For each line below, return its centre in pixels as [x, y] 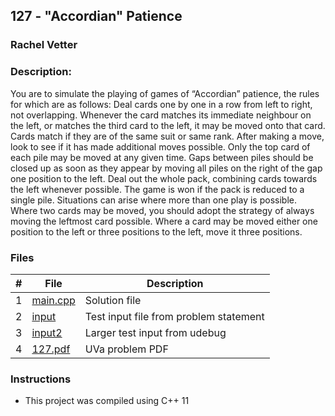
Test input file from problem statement [174, 316]
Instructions [41, 379]
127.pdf [51, 349]
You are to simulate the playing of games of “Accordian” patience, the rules [165, 93]
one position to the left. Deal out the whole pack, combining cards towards [164, 178]
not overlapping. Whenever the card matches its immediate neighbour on [161, 115]
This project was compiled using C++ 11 [107, 401]
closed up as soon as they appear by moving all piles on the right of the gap [166, 168]
